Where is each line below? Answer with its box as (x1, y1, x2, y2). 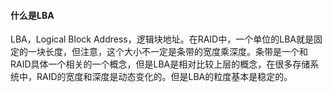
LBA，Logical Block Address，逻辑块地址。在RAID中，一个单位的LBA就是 (10, 33, 314, 45)
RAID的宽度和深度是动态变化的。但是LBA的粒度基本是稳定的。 (36, 71, 293, 83)
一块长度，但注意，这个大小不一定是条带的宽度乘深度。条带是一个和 (27, 46, 308, 58)
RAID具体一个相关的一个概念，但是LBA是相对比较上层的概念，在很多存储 (10, 58, 311, 70)
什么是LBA (10, 9, 55, 21)
